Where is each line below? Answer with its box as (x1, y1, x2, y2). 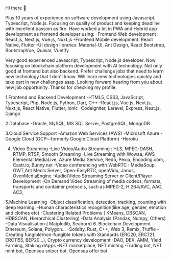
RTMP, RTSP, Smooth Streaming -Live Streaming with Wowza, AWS (12, 151, 155, 157)
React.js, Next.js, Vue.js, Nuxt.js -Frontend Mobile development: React (5, 36, 153, 42)
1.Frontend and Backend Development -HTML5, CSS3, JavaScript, (5, 95, 144, 100)
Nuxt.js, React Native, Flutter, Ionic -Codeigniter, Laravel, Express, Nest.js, (5, 105, 161, 111)
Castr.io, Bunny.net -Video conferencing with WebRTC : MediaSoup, (12, 162, 156, 168)
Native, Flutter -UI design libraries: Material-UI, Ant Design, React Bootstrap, (5, 42, 166, 48)
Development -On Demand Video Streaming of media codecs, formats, (12, 178, 162, 184)
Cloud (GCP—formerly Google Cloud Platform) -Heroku (21, 136, 138, 142)
